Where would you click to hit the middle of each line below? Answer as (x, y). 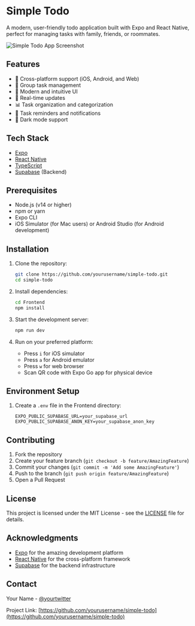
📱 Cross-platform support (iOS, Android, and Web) (77, 78)
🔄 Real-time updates (40, 97)
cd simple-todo (34, 280)
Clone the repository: (41, 264)
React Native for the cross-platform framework (72, 559)
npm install (30, 308)
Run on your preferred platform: (54, 341)
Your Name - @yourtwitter (39, 598)
